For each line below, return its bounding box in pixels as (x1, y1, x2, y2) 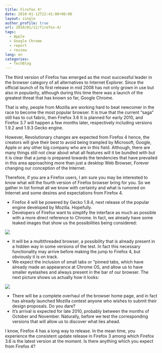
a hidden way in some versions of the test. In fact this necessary (12, 244, 141, 249)
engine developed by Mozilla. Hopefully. (12, 204, 92, 211)
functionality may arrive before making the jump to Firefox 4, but (12, 249, 141, 255)
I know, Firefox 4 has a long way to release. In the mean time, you (5, 328, 135, 334)
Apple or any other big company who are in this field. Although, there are (5, 145, 150, 151)
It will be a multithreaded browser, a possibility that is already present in (12, 238, 155, 245)
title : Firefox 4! (5, 7, 42, 12)
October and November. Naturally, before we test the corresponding (12, 313, 148, 320)
